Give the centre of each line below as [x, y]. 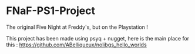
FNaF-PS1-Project [51, 11]
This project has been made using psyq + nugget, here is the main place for [98, 38]
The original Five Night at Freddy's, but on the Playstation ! [77, 27]
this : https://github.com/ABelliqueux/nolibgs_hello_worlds [76, 45]
